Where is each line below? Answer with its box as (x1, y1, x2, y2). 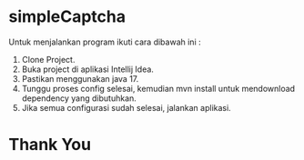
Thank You (8, 135, 92, 155)
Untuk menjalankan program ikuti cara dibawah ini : (8, 36, 201, 47)
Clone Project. (21, 54, 76, 65)
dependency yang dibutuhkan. (21, 93, 137, 104)
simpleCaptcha (8, 6, 127, 27)
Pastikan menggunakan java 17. (21, 73, 139, 84)
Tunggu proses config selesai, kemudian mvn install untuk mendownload (21, 83, 296, 94)
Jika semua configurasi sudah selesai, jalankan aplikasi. (21, 102, 231, 113)
